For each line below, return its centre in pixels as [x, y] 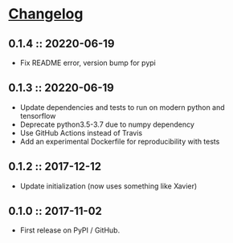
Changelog [46, 14]
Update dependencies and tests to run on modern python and [122, 107]
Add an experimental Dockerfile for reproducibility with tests [120, 141]
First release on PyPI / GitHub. [70, 230]
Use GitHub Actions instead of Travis [81, 132]
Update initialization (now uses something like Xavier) [108, 186]
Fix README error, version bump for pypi [88, 63]
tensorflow [38, 115]
